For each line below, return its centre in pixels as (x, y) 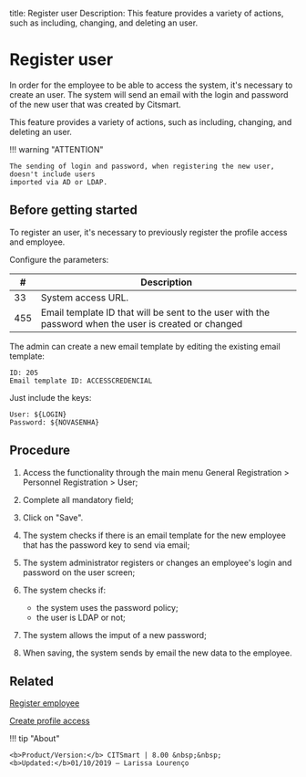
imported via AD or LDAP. (58, 182)
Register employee (45, 703)
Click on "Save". (53, 517)
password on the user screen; (79, 572)
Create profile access (50, 721)
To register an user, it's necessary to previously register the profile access (149, 232)
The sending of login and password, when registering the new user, (142, 166)
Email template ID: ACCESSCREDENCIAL (81, 381)
